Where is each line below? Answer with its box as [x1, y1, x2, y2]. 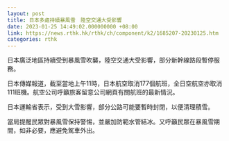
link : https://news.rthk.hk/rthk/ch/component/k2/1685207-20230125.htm [7, 29, 219, 37]
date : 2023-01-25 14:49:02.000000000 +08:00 [7, 23, 138, 30]
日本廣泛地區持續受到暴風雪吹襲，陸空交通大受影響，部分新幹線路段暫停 [7, 56, 214, 65]
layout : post [7, 10, 45, 17]
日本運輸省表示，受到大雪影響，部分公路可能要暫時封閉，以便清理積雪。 [7, 103, 214, 111]
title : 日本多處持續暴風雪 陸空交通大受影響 [7, 17, 123, 24]
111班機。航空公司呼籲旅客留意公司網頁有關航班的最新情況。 [7, 88, 179, 97]
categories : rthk [7, 36, 58, 43]
